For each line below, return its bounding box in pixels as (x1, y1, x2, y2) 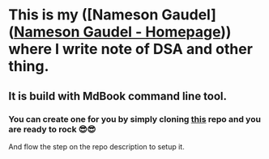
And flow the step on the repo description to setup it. (8, 141, 185, 151)
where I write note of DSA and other (8, 40, 254, 58)
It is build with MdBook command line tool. (8, 89, 228, 103)
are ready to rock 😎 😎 (8, 123, 96, 135)
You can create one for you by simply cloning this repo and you (8, 113, 262, 124)
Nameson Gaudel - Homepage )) (13, 23, 232, 41)
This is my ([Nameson (8, 6, 159, 24)
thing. (8, 57, 49, 76)
